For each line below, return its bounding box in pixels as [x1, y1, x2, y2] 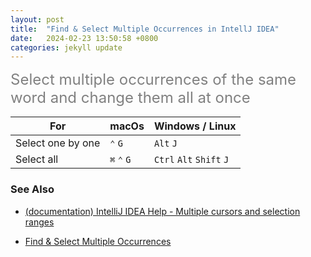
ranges [24, 216, 55, 228]
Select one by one [15, 136, 101, 150]
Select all [15, 152, 59, 166]
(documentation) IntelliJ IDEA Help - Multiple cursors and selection [24, 205, 301, 217]
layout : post [10, 14, 65, 25]
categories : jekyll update [10, 42, 123, 53]
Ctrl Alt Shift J [153, 154, 230, 166]
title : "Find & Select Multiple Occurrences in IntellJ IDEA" [10, 24, 280, 34]
